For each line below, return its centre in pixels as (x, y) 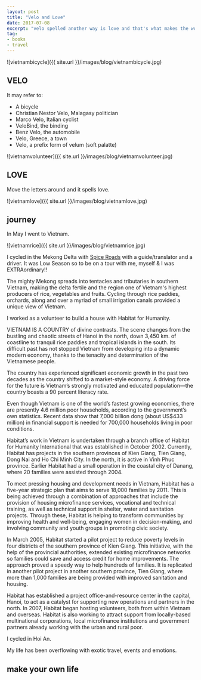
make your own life (43, 669)
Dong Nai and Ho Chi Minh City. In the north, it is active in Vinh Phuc (91, 459)
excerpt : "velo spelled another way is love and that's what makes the (98, 28)
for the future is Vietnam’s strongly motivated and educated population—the (100, 386)
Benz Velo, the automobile (48, 132)
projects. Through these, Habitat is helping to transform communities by (95, 515)
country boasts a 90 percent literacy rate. (58, 392)
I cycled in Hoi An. (29, 639)
